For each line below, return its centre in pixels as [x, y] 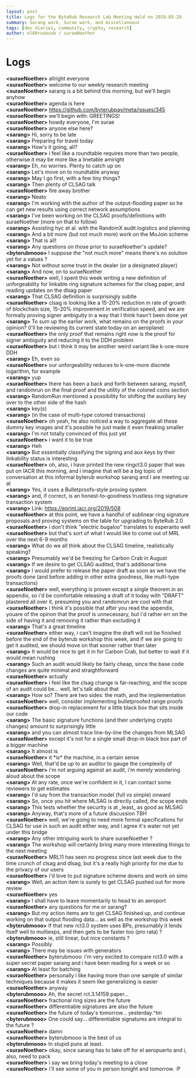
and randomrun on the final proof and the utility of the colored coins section [97, 390]
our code [17, 714]
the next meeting [26, 851]
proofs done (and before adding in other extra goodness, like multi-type [93, 577]
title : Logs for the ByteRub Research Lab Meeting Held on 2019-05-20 [94, 17]
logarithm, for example [33, 371]
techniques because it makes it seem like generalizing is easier [82, 982]
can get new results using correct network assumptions [73, 209]
